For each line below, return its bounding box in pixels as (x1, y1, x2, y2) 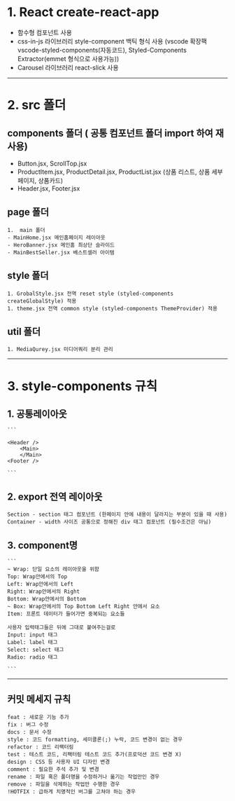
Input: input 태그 (7, 631, 58, 638)
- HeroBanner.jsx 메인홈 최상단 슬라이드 (7, 241, 115, 249)
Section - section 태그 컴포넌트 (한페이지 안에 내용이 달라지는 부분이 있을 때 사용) (7, 511, 227, 519)
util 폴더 (7, 325, 41, 337)
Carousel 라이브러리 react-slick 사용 (17, 63, 119, 71)
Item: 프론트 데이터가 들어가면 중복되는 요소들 (7, 610, 125, 617)
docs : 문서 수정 (7, 728, 52, 736)
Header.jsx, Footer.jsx (17, 184, 80, 193)
